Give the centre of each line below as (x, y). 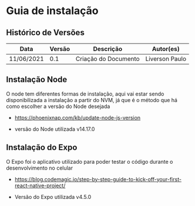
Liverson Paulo (166, 59)
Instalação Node (37, 80)
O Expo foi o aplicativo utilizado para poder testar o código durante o (90, 161)
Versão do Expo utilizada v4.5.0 (53, 197)
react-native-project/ (40, 185)
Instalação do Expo (42, 148)
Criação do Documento (107, 59)
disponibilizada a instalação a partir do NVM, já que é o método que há (92, 100)
